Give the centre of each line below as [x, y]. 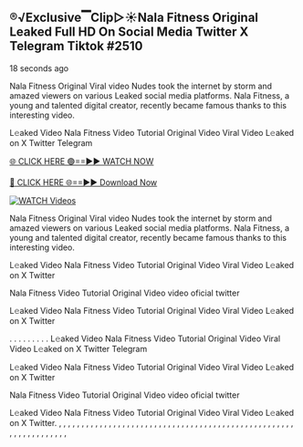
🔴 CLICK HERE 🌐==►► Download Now [84, 182]
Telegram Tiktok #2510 [76, 46]
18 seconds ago [39, 68]
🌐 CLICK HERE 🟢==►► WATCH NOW [82, 161]
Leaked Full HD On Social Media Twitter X [129, 32]
